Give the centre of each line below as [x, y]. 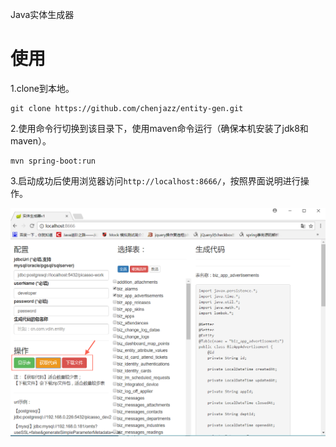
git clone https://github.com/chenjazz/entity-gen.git [127, 108]
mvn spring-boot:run [53, 161]
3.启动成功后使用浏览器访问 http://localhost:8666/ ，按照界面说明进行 [155, 180]
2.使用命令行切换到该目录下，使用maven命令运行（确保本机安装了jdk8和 [159, 128]
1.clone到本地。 [42, 88]
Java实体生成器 [42, 14]
